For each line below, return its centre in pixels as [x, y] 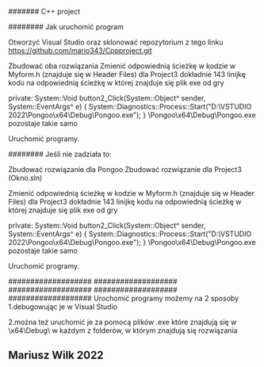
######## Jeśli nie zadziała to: [60, 154]
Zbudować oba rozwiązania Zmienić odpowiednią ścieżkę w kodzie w [122, 66]
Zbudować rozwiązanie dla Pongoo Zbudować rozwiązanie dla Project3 [125, 169]
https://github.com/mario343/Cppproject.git [80, 50]
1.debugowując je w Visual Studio [63, 307]
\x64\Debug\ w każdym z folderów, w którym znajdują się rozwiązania [123, 331]
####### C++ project [44, 11]
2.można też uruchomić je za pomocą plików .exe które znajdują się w [122, 322]
